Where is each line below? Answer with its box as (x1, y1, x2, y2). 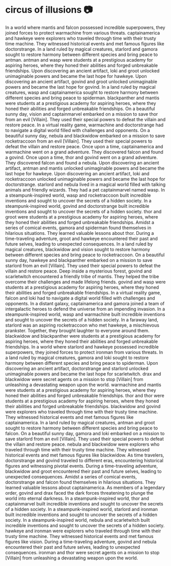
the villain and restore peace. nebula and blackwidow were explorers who (5, 441, 160, 447)
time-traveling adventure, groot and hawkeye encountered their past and (5, 235, 158, 241)
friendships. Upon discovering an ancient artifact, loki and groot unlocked (5, 67, 160, 74)
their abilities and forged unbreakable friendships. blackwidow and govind (5, 403, 161, 409)
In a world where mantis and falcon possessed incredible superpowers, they (5, 24, 165, 31)
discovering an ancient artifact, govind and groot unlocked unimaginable (5, 78, 158, 85)
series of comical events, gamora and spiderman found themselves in (5, 225, 152, 231)
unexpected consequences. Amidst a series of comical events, (5, 473, 137, 479)
